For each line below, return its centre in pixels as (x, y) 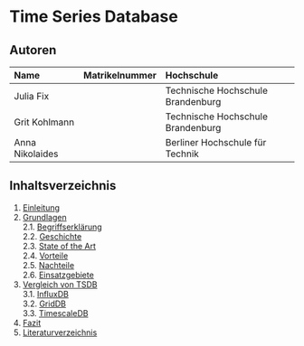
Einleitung (41, 207)
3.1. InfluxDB (46, 294)
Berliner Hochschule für (216, 142)
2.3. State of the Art (59, 246)
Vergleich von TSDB (60, 284)
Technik (182, 154)
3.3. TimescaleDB (55, 313)
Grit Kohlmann (44, 122)
